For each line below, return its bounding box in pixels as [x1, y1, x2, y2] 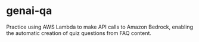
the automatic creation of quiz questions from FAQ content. [6, 29, 152, 36]
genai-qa [6, 4, 52, 17]
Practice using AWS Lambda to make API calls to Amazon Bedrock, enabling [6, 23, 194, 30]
